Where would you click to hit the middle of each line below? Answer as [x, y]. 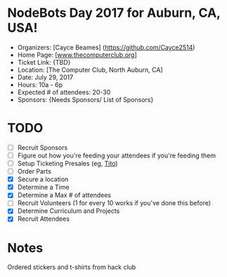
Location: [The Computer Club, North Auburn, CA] [90, 70]
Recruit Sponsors [43, 147]
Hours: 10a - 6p [40, 84]
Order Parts [34, 172]
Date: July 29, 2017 [45, 77]
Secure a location [43, 179]
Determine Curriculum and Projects [69, 211]
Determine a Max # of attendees [64, 195]
